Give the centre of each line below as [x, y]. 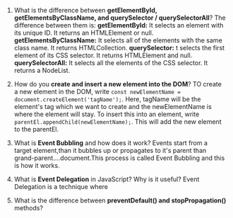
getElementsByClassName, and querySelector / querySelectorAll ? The [120, 18]
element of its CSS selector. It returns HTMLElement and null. [103, 55]
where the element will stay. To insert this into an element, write [107, 114]
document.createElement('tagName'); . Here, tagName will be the [107, 99]
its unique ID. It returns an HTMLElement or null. [84, 33]
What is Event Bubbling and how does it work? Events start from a [111, 143]
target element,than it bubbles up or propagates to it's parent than [110, 150]
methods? [29, 208]
